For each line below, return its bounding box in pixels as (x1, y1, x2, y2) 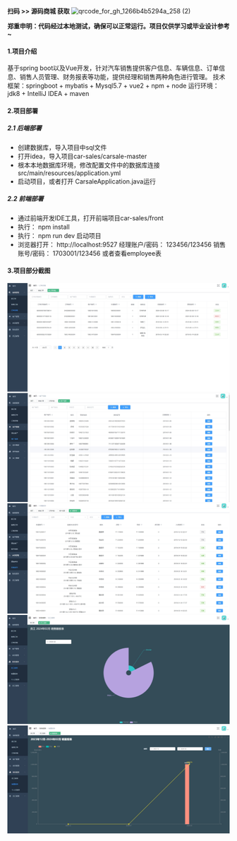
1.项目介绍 (7, 47, 37, 55)
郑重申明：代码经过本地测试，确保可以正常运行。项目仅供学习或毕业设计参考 (7, 22, 230, 30)
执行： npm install (17, 222, 71, 231)
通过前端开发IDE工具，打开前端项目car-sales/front (17, 213, 164, 222)
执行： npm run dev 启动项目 (17, 231, 102, 239)
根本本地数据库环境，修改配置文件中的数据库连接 (17, 160, 160, 169)
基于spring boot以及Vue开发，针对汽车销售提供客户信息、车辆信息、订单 (7, 64, 219, 73)
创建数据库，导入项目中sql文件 (17, 143, 107, 151)
